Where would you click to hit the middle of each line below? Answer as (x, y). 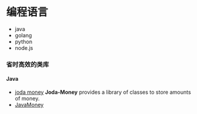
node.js (24, 47)
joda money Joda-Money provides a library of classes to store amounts (103, 92)
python (24, 42)
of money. (27, 99)
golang (23, 35)
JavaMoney (29, 105)
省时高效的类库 (28, 64)
